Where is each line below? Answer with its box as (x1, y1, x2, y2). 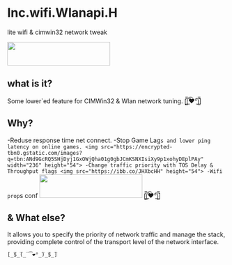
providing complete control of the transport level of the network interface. (7, 238, 219, 246)
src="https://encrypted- (100, 143, 173, 151)
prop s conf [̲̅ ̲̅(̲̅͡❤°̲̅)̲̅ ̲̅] (7, 191, 162, 199)
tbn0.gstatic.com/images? (7, 149, 82, 156)
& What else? (7, 211, 66, 224)
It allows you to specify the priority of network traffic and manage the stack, (7, 230, 226, 238)
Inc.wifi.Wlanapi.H (7, 5, 118, 21)
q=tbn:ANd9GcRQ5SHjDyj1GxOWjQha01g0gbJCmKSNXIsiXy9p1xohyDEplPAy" (7, 156, 204, 162)
